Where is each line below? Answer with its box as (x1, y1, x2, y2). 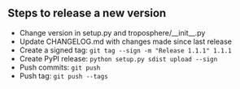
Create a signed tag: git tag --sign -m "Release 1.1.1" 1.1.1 (19, 44, 233, 55)
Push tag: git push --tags (19, 70, 109, 80)
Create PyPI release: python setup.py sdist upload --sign (19, 53, 218, 63)
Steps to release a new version (7, 6, 167, 20)
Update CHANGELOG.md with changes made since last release (19, 36, 233, 46)
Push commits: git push (19, 62, 101, 72)
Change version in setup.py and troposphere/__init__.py (19, 28, 206, 37)
